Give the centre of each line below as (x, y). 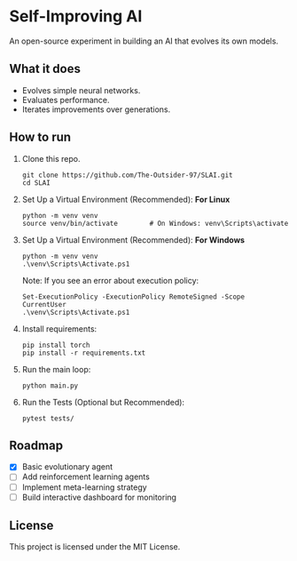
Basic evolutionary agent (67, 467)
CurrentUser (44, 304)
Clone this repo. (51, 158)
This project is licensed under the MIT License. (95, 547)
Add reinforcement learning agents (86, 477)
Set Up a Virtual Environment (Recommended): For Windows (133, 240)
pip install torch (56, 345)
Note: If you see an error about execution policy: (110, 280)
